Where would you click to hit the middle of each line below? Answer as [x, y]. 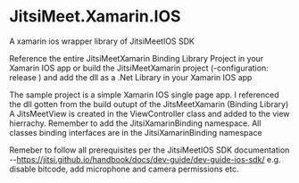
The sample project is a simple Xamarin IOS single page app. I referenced [144, 95]
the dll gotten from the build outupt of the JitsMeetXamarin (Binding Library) [149, 104]
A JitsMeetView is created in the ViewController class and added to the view [149, 113]
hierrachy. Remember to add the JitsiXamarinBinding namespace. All [135, 123]
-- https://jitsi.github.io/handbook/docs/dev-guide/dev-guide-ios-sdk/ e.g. [145, 159]
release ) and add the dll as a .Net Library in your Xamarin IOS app [131, 77]
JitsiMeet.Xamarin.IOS [95, 17]
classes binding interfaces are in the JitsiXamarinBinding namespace [136, 132]
